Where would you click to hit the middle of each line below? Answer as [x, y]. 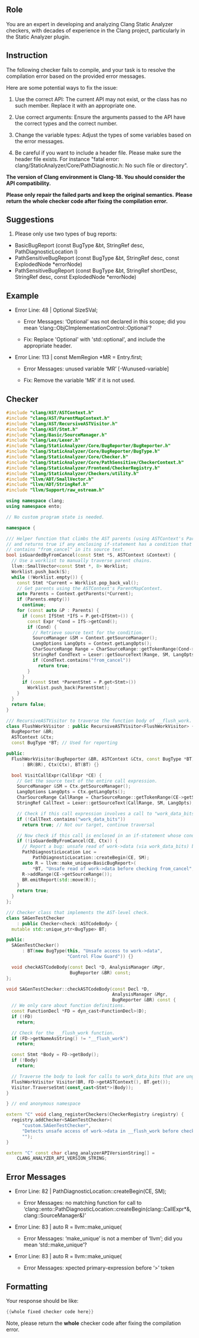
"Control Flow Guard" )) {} [100, 957]
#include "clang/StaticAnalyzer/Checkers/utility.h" [73, 473]
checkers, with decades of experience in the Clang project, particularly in [96, 30]
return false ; [29, 704]
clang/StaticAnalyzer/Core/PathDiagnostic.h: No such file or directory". [101, 165]
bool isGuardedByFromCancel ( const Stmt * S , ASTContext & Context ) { [91, 555]
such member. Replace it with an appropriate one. [76, 105]
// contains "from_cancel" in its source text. [66, 549]
